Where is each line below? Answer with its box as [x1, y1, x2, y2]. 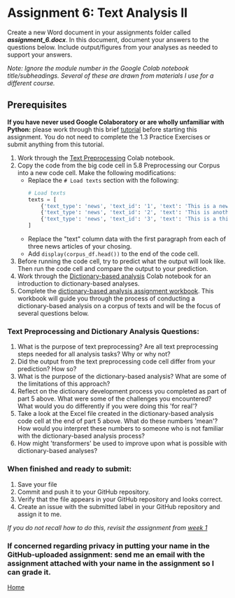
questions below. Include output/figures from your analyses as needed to [7, 43, 218, 51]
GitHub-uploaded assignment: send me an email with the [7, 550, 205, 559]
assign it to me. [17, 510, 62, 518]
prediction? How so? [17, 365, 77, 373]
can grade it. [7, 567, 51, 577]
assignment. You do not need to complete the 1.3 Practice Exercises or [7, 132, 211, 141]
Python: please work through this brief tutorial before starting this [7, 125, 197, 134]
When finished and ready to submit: [7, 464, 131, 474]
